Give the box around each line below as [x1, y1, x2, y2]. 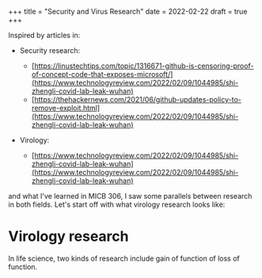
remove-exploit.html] [31, 103, 101, 112]
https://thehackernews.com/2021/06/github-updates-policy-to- [34, 95, 241, 104]
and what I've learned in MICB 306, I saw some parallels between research [8, 192, 253, 200]
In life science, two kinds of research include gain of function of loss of [8, 253, 240, 263]
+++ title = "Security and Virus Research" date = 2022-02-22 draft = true [8, 7, 248, 16]
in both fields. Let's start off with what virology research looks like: [8, 200, 226, 209]
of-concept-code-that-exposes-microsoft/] [31, 70, 173, 78]
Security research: [19, 46, 81, 55]
